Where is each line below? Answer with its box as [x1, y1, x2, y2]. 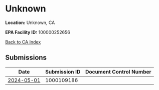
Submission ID [45, 68, 81, 75]
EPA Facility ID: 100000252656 [5, 29, 70, 35]
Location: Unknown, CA [5, 19, 55, 25]
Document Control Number [85, 68, 151, 75]
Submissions [5, 53, 47, 62]
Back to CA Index [5, 38, 41, 45]
